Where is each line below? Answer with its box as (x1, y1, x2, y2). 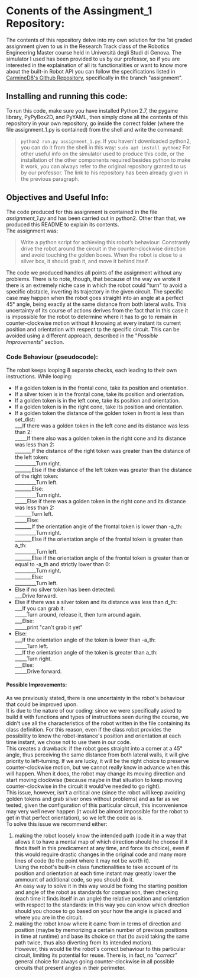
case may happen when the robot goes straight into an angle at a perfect (6, 294, 184, 301)
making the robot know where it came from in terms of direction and (14, 920, 181, 927)
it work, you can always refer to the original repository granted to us (20, 162, 186, 170)
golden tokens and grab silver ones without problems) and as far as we (6, 796, 179, 803)
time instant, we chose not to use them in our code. (6, 739, 131, 746)
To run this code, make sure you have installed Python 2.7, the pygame (6, 107, 178, 114)
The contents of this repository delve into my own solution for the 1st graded (6, 36, 192, 43)
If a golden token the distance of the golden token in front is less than (14, 409, 184, 416)
